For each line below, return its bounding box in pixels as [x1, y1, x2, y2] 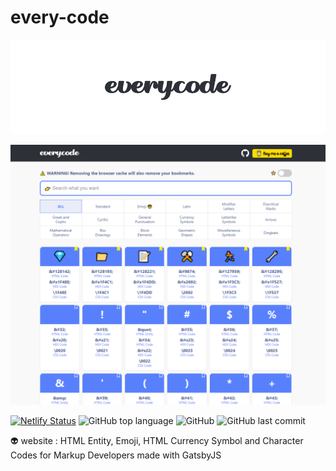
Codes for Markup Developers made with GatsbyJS [10, 449, 222, 461]
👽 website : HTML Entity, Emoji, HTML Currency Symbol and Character [10, 434, 304, 446]
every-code [10, 6, 110, 29]
